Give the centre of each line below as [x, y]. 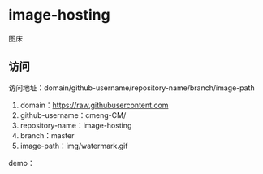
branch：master [47, 135]
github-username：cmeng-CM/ [73, 115]
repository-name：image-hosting [76, 125]
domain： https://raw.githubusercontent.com [94, 105]
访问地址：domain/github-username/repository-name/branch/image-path [131, 88]
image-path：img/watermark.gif [74, 146]
